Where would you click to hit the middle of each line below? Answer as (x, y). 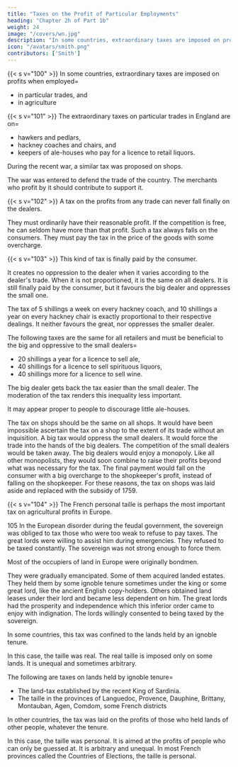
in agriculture (37, 102)
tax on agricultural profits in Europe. (59, 512)
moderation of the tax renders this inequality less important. (95, 395)
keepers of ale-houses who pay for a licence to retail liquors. (106, 152)
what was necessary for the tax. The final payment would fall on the (106, 468)
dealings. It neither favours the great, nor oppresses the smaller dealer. (111, 324)
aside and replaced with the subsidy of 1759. (73, 491)
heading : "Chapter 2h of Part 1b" (58, 21)
